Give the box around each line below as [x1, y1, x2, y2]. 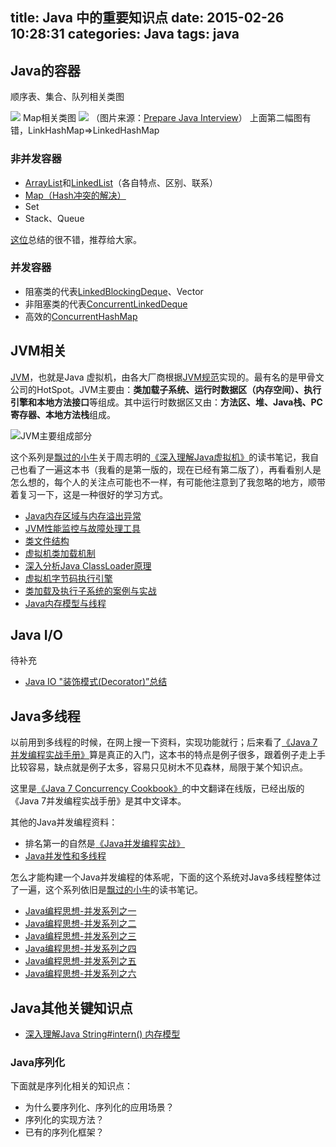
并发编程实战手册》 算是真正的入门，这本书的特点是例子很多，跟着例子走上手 [10, 749, 326, 761]
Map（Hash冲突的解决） [24, 189, 127, 201]
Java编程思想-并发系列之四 [24, 943, 137, 955]
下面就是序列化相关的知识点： [10, 1080, 133, 1092]
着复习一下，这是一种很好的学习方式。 [10, 488, 168, 500]
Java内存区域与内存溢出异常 [24, 509, 142, 522]
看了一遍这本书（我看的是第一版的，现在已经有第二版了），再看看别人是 [27, 463, 322, 475]
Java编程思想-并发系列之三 [24, 930, 137, 942]
